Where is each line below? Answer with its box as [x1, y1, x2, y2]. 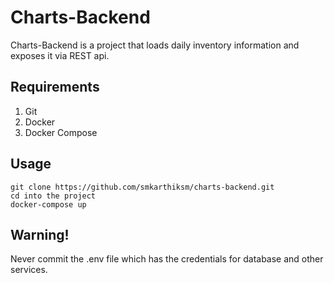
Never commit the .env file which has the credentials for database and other [10, 253, 324, 265]
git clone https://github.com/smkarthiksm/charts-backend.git [10, 182, 275, 192]
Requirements [10, 79, 100, 96]
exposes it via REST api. [10, 49, 110, 61]
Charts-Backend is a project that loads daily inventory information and [10, 39, 300, 51]
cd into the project [10, 191, 97, 201]
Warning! [10, 226, 70, 243]
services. [10, 264, 48, 276]
